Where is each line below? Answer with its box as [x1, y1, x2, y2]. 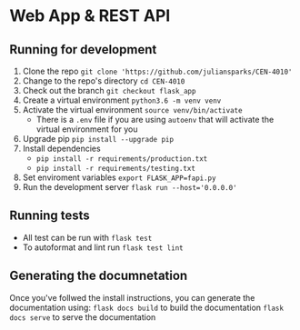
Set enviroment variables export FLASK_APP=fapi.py [22, 172, 216, 183]
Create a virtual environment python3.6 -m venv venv [22, 95, 222, 105]
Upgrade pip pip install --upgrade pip [22, 134, 175, 144]
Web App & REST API [9, 5, 171, 26]
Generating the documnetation [9, 268, 188, 284]
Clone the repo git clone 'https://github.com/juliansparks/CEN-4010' [22, 65, 293, 76]
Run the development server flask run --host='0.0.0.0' [22, 182, 238, 192]
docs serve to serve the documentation [9, 311, 156, 323]
